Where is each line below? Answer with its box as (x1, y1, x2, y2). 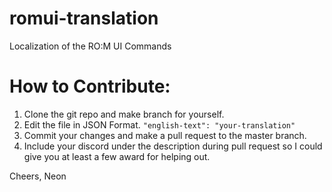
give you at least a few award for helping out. (23, 150, 211, 162)
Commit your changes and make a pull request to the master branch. (23, 129, 307, 141)
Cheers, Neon (9, 170, 67, 182)
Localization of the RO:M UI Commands (9, 40, 172, 52)
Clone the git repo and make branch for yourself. (23, 108, 225, 120)
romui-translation (9, 7, 159, 30)
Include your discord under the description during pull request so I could (23, 140, 323, 152)
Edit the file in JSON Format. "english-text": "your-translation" (23, 118, 296, 131)
